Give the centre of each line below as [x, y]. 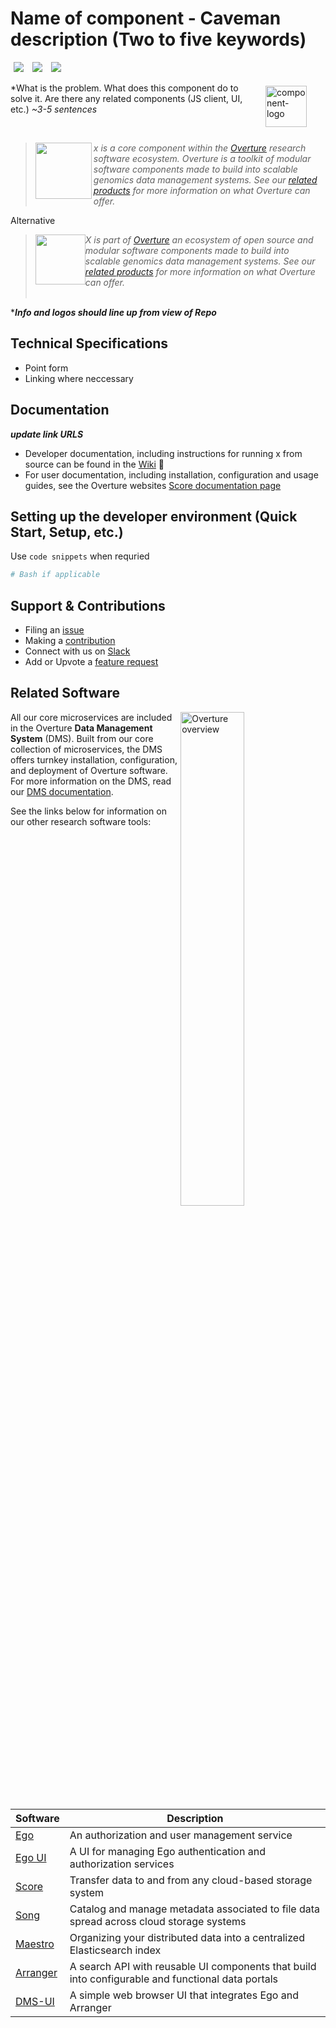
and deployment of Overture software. [89, 770]
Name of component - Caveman [146, 18]
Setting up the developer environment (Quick [154, 516]
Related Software [65, 693]
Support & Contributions [88, 605]
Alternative [33, 220]
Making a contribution [70, 641]
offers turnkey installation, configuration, [94, 759]
